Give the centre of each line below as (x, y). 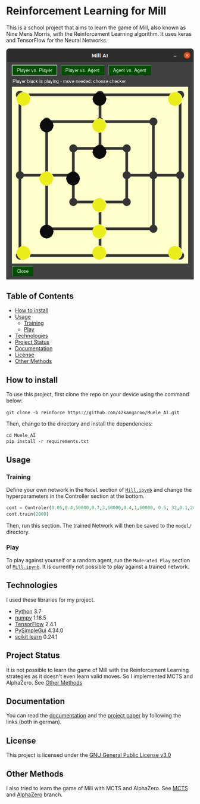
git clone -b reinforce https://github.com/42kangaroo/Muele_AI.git (93, 413)
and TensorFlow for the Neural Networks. (57, 40)
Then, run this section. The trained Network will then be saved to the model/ (99, 525)
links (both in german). (34, 722)
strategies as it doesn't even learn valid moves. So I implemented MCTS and (100, 676)
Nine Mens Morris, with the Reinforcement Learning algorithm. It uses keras (99, 33)
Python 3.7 (28, 611)
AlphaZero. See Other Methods (44, 682)
